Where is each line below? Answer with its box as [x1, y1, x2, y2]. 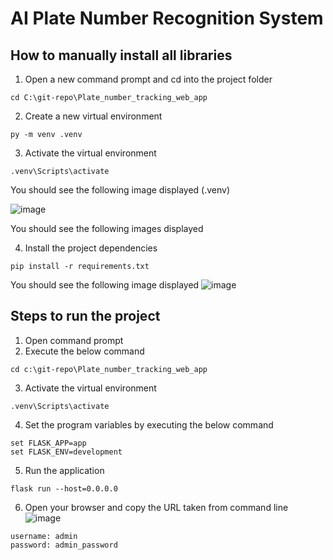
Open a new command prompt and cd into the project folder [24, 73, 273, 85]
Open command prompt [24, 334, 124, 346]
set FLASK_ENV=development [10, 447, 123, 457]
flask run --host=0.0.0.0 [10, 483, 118, 494]
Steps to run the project [10, 308, 161, 325]
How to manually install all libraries [10, 47, 233, 64]
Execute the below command [24, 345, 145, 357]
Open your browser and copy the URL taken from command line [24, 501, 289, 513]
